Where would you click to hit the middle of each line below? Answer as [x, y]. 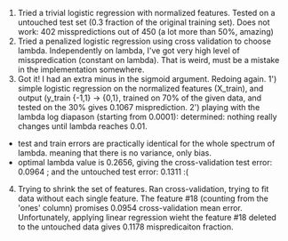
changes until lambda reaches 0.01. [83, 126]
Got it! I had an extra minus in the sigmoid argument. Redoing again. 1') [147, 79]
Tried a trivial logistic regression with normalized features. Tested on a [146, 13]
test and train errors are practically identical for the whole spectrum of [146, 143]
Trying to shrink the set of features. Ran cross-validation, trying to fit [143, 189]
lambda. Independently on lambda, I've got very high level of [128, 51]
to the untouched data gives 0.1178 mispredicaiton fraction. [125, 227]
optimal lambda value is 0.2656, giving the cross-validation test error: [145, 162]
